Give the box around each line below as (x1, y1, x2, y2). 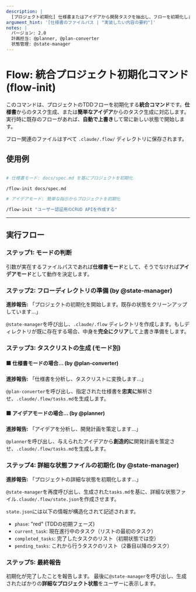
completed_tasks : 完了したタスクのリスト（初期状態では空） (14, 535, 159, 542)
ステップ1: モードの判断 (6, 249, 72, 257)
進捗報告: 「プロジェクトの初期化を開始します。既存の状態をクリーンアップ (6, 301, 188, 308)
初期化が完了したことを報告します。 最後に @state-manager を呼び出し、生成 (6, 573, 187, 580)
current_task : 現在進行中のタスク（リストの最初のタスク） (14, 527, 156, 535)
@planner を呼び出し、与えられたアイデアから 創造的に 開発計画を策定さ (6, 438, 175, 445)
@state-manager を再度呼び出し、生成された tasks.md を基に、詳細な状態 (6, 488, 176, 495)
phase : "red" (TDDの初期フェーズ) (14, 520, 95, 527)
